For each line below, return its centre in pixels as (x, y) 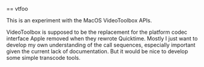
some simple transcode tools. (43, 58)
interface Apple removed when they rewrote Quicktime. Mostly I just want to (102, 38)
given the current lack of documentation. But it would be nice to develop (97, 51)
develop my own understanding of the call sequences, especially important (101, 45)
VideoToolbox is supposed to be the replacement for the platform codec (97, 32)
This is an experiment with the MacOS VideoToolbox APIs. (79, 20)
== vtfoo (17, 9)
